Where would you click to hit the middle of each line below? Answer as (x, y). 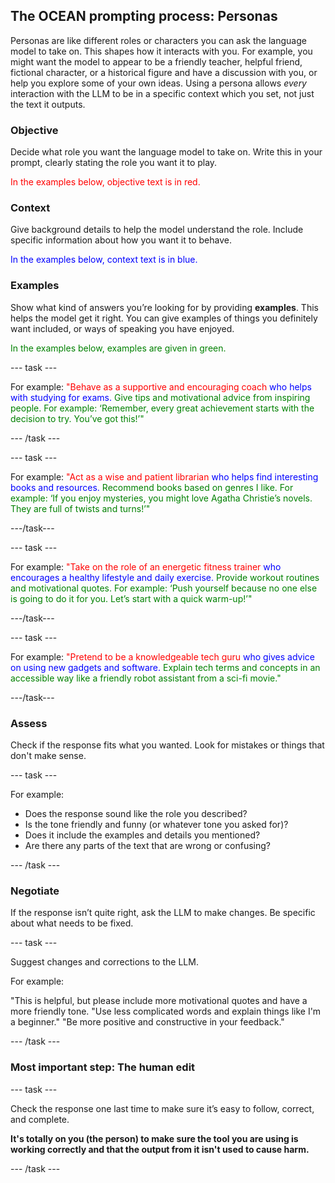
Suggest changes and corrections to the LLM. (104, 962)
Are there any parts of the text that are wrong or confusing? (147, 845)
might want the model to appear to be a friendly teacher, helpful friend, (156, 61)
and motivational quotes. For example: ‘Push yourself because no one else (164, 588)
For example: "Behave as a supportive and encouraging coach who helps (161, 386)
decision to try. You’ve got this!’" (77, 418)
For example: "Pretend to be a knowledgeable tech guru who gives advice (163, 656)
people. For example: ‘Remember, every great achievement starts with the (162, 408)
